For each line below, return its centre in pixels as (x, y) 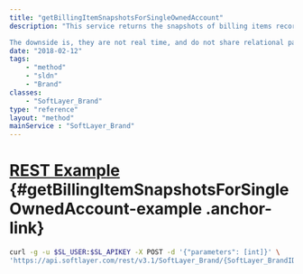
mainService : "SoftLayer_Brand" (72, 126)
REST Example (64, 171)
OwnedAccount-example (106, 209)
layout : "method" (42, 118)
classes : (26, 92)
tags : (19, 59)
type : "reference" (44, 109)
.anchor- (239, 209)
